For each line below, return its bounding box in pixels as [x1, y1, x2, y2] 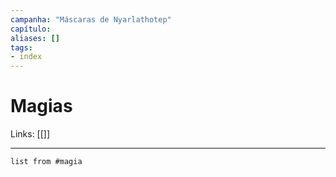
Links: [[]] [10, 128, 51, 140]
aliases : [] [10, 33, 60, 43]
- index [10, 52, 43, 62]
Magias [10, 95, 73, 118]
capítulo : [10, 24, 52, 34]
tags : [10, 42, 33, 53]
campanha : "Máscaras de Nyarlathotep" [10, 14, 172, 25]
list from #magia [10, 157, 83, 167]
